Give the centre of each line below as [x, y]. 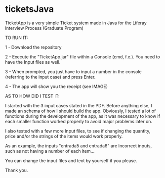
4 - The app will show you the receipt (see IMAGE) [56, 86]
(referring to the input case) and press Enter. [50, 77]
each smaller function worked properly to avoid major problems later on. [79, 121]
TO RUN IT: [17, 38]
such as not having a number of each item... [50, 151]
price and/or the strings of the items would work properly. [64, 136]
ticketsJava [30, 9]
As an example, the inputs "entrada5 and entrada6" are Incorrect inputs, [79, 146]
